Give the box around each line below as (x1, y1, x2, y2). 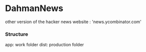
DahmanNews (5, 3, 63, 14)
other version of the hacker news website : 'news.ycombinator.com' (5, 19, 142, 25)
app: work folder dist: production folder (5, 42, 84, 48)
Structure (5, 31, 28, 38)
